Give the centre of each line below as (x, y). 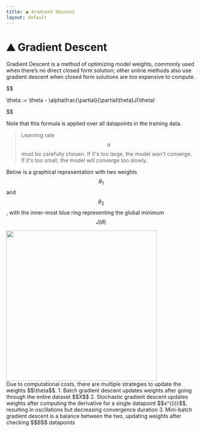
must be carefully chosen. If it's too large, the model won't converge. (107, 154)
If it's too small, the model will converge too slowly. (84, 161)
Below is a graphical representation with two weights (72, 172)
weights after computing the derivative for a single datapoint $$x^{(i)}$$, (97, 403)
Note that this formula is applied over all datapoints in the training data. (94, 123)
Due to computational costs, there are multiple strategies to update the (94, 384)
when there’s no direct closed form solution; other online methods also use (99, 70)
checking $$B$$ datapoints (41, 422)
